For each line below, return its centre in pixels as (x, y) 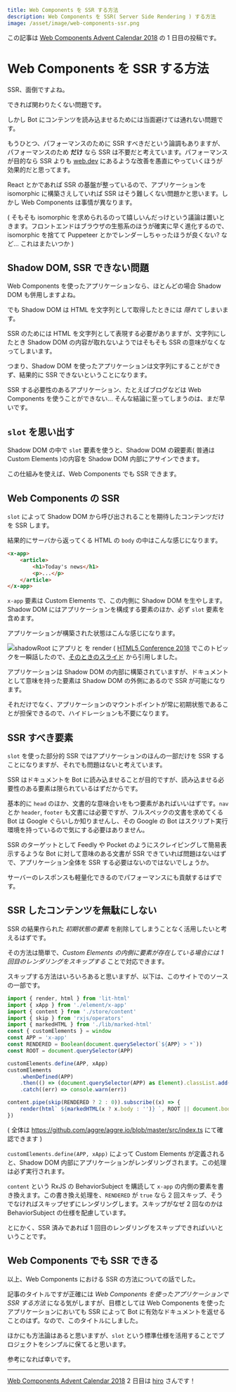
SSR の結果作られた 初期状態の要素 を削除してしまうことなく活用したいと (114, 929)
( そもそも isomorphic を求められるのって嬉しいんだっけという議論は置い (113, 217)
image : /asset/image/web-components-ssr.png (73, 23)
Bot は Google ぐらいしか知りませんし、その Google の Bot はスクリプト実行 (118, 821)
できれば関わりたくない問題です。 (56, 104)
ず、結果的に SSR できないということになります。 (79, 375)
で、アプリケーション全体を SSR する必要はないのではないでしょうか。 (110, 863)
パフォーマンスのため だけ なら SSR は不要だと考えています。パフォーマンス (118, 152)
